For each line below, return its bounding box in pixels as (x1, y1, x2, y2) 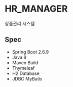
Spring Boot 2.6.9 (12, 49, 49, 55)
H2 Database (12, 70, 40, 76)
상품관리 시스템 (5, 20, 35, 26)
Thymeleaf (12, 65, 35, 71)
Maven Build (12, 59, 39, 66)
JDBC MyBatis (12, 75, 43, 81)
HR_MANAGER (5, 3, 68, 15)
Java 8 (12, 54, 26, 60)
